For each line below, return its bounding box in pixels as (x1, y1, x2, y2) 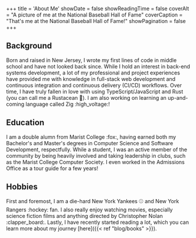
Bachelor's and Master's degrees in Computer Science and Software (6, 139, 174, 146)
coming (6, 100, 25, 107)
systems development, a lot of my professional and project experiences (6, 69, 180, 76)
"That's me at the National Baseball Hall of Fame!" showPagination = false (6, 18, 186, 24)
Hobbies (6, 182, 38, 192)
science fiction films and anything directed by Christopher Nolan (6, 213, 164, 220)
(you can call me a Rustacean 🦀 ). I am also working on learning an (6, 94, 167, 101)
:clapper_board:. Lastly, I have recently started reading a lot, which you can (6, 219, 189, 226)
